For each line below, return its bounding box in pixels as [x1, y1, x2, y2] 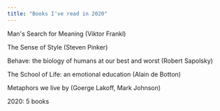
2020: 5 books [7, 97, 50, 105]
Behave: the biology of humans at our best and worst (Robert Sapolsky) [7, 57, 213, 65]
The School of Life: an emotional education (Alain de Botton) [7, 70, 182, 78]
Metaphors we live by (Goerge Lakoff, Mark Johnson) [7, 83, 161, 91]
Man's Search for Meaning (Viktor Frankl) [7, 29, 126, 38]
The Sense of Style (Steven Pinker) [7, 43, 108, 51]
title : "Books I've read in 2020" [7, 10, 108, 17]
